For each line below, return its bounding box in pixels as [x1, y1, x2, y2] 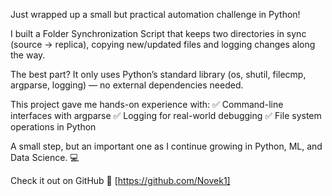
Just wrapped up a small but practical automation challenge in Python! [10, 9, 301, 20]
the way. [10, 49, 46, 61]
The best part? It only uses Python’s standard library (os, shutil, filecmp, [10, 69, 307, 80]
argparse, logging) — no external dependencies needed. [10, 79, 244, 91]
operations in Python [10, 121, 97, 133]
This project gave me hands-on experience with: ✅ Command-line [10, 99, 284, 110]
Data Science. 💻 [10, 152, 80, 163]
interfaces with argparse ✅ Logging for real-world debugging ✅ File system [10, 110, 322, 121]
